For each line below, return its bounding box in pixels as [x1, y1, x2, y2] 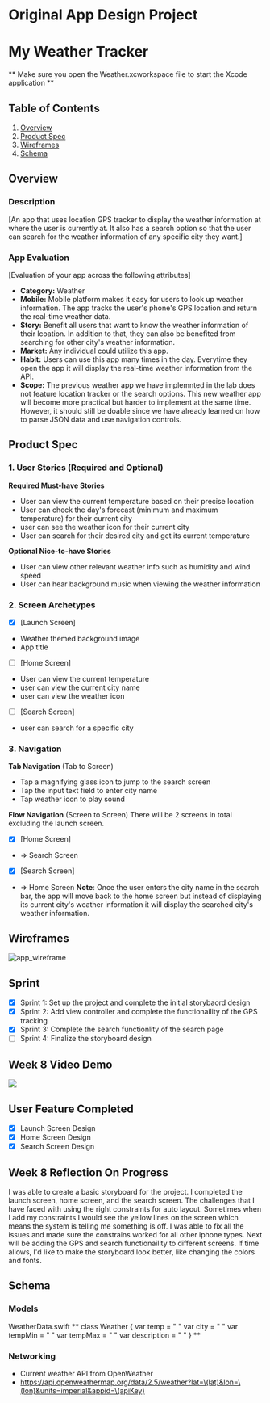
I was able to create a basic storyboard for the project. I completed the [8, 1187, 243, 1197]
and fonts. [8, 1256, 42, 1266]
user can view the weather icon [19, 691, 125, 701]
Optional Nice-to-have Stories [8, 546, 111, 556]
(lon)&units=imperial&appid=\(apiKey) [19, 1386, 145, 1395]
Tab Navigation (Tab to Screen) [8, 762, 114, 771]
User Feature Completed [8, 1102, 135, 1115]
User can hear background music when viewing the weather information [19, 579, 260, 589]
